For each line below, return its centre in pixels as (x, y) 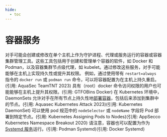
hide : (11, 10)
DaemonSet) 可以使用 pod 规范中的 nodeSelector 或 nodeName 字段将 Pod (79, 111)
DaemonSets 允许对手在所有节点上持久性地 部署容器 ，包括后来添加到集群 (80, 98)
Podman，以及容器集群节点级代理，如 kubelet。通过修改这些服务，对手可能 (83, 67)
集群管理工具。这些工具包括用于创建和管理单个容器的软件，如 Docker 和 (79, 61)
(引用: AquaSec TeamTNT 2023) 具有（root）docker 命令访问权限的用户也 (81, 86)
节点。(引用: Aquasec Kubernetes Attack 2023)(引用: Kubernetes (76, 104)
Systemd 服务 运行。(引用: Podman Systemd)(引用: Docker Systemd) (75, 129)
